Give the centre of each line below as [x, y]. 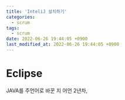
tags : [13, 28]
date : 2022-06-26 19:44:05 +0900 [47, 39]
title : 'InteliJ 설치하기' [37, 11]
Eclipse [24, 74]
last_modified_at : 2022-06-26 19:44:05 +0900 [62, 45]
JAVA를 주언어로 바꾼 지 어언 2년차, [47, 90]
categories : [21, 17]
